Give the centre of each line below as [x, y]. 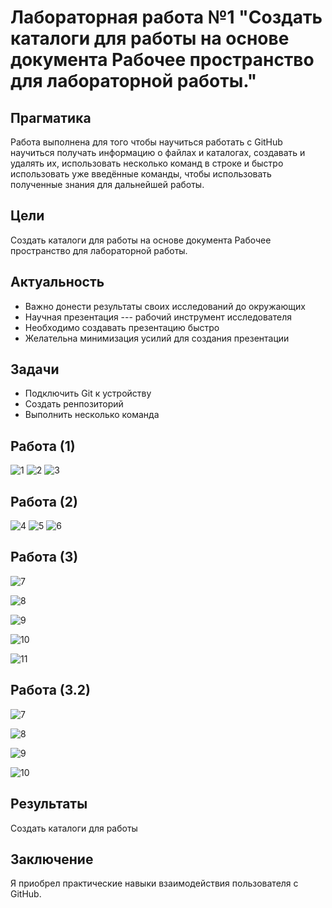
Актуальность [57, 282]
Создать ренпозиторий [74, 404]
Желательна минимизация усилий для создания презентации [157, 338]
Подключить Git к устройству [88, 393]
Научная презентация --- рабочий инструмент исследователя [158, 317]
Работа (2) [44, 501]
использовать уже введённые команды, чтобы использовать [141, 174]
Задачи [35, 369]
